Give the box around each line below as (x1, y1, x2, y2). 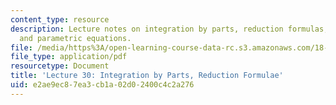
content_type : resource (10, 14, 110, 25)
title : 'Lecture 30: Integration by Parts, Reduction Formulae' (10, 71, 284, 81)
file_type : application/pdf (10, 52, 128, 62)
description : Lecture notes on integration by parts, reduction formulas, (10, 24, 329, 34)
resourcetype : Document (10, 61, 110, 71)
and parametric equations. (19, 33, 132, 43)
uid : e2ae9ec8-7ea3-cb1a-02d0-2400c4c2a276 (10, 80, 195, 90)
